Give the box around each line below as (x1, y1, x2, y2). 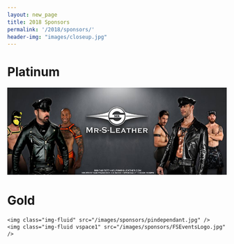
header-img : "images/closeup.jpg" (7, 33, 108, 40)
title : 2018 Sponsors (7, 18, 70, 26)
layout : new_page (7, 11, 58, 18)
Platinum (7, 64, 61, 80)
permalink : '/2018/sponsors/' (7, 26, 95, 33)
